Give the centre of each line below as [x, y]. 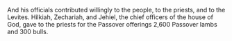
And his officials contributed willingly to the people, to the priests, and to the [116, 10]
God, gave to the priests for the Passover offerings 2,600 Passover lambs [112, 24]
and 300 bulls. [28, 31]
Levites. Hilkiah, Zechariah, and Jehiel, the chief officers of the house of [110, 17]
